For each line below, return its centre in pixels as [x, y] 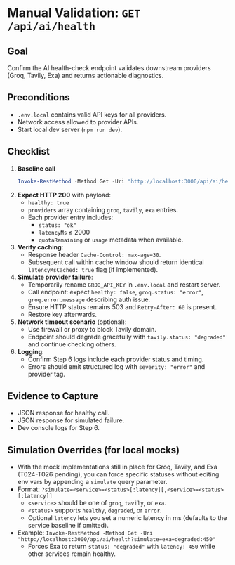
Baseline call [36, 168]
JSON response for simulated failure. [71, 420]
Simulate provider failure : [55, 277]
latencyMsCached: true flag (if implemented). [93, 269]
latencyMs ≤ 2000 [64, 232]
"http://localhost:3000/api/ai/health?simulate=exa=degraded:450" [116, 540]
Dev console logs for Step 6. [58, 428]
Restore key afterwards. [62, 314]
